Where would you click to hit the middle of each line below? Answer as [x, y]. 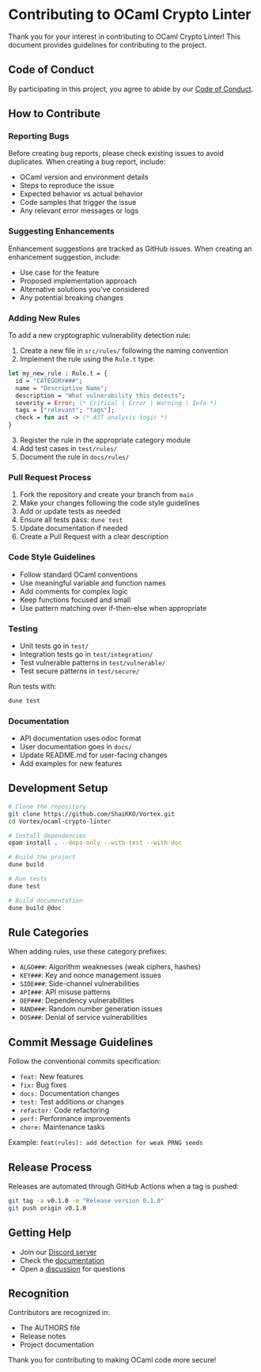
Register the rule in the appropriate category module [105, 440]
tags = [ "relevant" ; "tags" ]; [65, 410]
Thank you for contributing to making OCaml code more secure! [112, 1360]
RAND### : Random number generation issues [91, 1009]
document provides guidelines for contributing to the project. [108, 44]
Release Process [50, 1167]
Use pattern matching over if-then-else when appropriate [113, 608]
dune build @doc [35, 908]
